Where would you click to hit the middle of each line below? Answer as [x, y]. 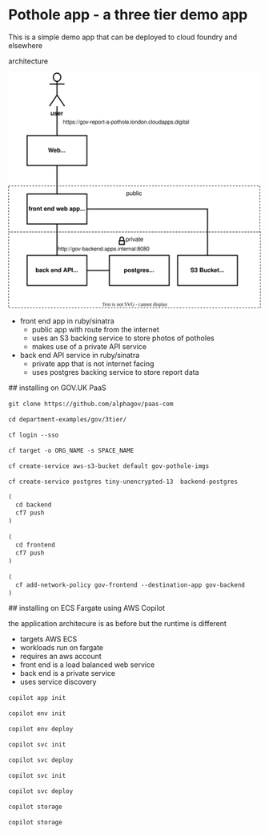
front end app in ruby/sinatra [67, 321]
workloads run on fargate [62, 648]
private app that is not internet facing [93, 364]
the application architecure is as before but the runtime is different [117, 624]
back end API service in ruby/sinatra [80, 356]
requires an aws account [60, 657]
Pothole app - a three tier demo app [128, 15]
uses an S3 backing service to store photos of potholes [123, 338]
